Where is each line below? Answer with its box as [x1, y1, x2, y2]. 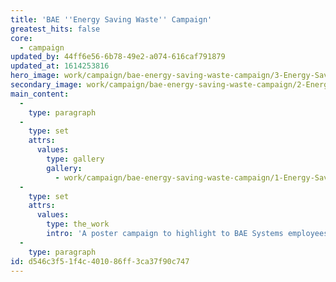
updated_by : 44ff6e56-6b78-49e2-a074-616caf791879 [10, 52, 226, 62]
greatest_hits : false [10, 24, 101, 34]
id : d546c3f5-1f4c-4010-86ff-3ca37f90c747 [10, 256, 190, 266]
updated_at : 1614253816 [10, 61, 110, 71]
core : [10, 33, 33, 43]
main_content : [10, 89, 70, 99]
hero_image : [10, 71, 60, 81]
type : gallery [46, 154, 105, 164]
